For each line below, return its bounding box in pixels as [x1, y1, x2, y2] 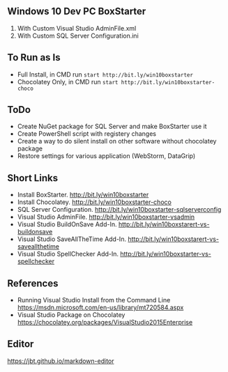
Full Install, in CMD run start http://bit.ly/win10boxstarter [17, 70, 194, 79]
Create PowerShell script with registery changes [17, 130, 157, 138]
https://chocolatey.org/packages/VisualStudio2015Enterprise [17, 318, 193, 327]
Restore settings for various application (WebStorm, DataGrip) [17, 152, 196, 160]
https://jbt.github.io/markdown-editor [7, 357, 114, 365]
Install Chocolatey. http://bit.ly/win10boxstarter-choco [17, 198, 172, 206]
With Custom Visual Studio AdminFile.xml [17, 24, 137, 32]
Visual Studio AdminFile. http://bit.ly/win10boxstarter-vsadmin [17, 212, 195, 222]
